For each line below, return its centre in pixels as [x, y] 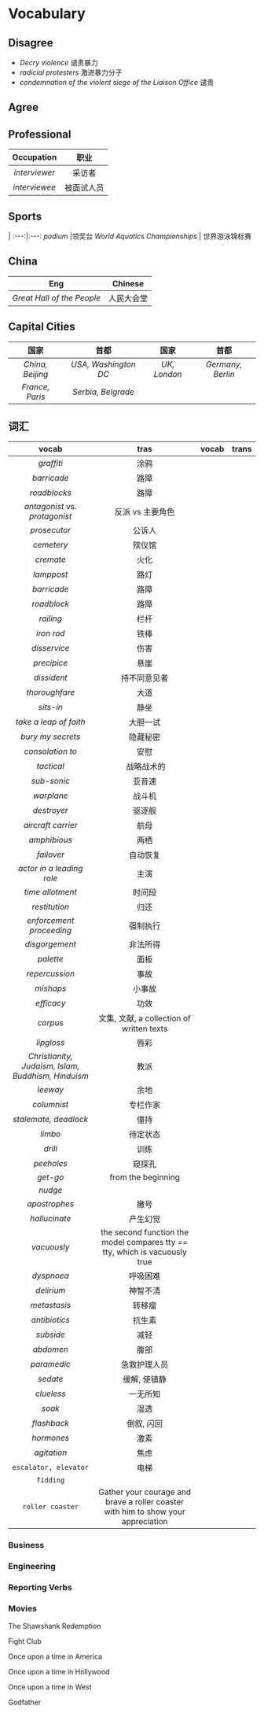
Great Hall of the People [56, 297]
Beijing [36, 374]
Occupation [35, 157]
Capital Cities [42, 327]
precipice [51, 663]
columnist [51, 1105]
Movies [23, 1608]
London [168, 374]
